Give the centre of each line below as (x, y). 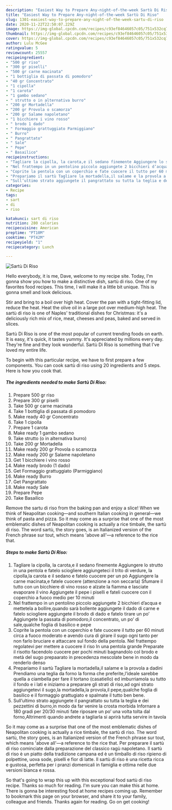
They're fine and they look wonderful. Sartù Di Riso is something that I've (83, 345)
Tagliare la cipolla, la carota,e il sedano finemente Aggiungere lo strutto (88, 565)
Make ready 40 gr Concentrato (46, 417)
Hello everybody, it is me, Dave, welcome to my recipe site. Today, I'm (79, 276)
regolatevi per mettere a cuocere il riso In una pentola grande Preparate (88, 647)
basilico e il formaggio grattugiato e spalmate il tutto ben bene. (79, 695)
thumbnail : (17, 34)
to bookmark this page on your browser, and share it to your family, (76, 796)
